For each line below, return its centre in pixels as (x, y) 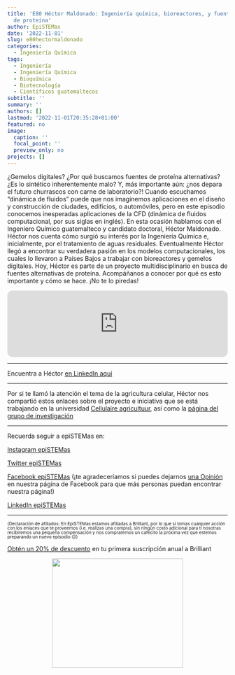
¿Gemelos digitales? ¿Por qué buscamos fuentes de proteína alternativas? (114, 176)
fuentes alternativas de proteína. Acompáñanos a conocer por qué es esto (114, 273)
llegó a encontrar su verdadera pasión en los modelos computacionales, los (116, 251)
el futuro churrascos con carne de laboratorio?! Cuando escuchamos (107, 191)
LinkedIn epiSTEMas (37, 505)
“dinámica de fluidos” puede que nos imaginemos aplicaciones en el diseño (116, 199)
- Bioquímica (33, 79)
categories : (24, 46)
